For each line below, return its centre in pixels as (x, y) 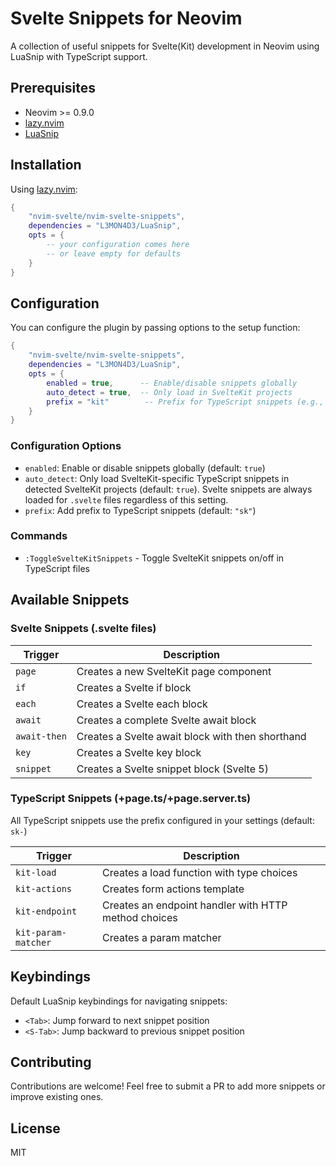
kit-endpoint (46, 911)
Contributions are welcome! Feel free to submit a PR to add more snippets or (168, 1086)
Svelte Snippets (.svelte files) (83, 629)
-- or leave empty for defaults (114, 253)
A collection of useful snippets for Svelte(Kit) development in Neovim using (165, 46)
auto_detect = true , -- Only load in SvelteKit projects (169, 392)
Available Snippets (70, 600)
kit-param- (41, 932)
